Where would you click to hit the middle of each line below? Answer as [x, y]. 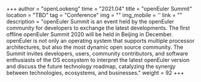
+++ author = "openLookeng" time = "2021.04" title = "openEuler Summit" [99, 9]
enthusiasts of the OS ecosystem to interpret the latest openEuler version [98, 60]
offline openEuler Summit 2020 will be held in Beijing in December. [90, 34]
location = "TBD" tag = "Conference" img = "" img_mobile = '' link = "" [94, 15]
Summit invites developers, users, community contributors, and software [97, 53]
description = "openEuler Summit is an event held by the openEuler [90, 21]
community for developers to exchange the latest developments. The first [98, 28]
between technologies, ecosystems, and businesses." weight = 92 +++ [95, 73]
